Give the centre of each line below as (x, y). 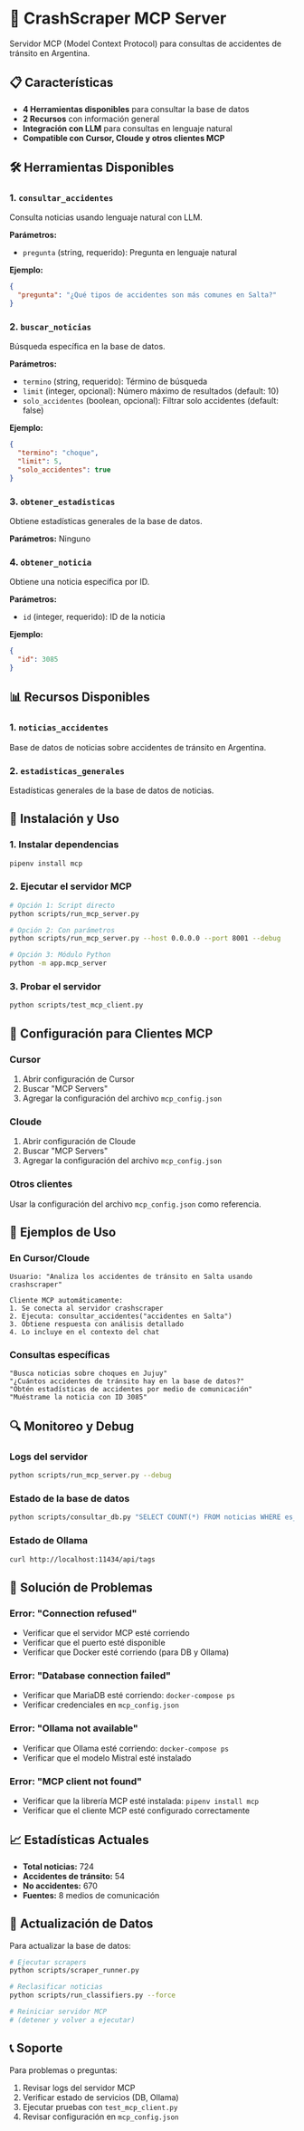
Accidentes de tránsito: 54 (73, 1876)
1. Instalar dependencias (64, 845)
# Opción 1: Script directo (62, 905)
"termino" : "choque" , (58, 453)
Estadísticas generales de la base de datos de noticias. (112, 790)
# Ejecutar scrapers (48, 1962)
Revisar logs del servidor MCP (79, 2088)
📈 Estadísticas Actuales (79, 1840)
